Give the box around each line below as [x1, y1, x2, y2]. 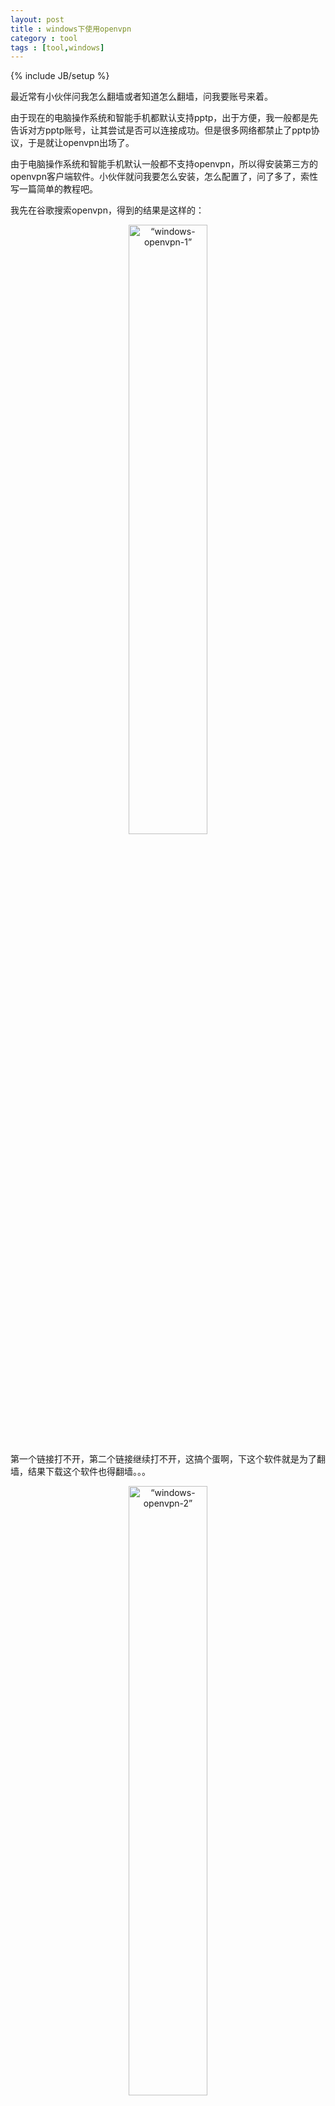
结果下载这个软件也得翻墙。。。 [27, 1466, 151, 1478]
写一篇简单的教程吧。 [10, 183, 98, 195]
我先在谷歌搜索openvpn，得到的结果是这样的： [10, 204, 205, 216]
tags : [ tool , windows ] [10, 42, 105, 53]
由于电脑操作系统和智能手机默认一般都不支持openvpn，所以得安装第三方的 [10, 158, 318, 170]
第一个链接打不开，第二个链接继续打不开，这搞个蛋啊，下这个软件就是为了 [10, 1453, 317, 1465]
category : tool [10, 33, 78, 43]
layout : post [10, 14, 65, 25]
